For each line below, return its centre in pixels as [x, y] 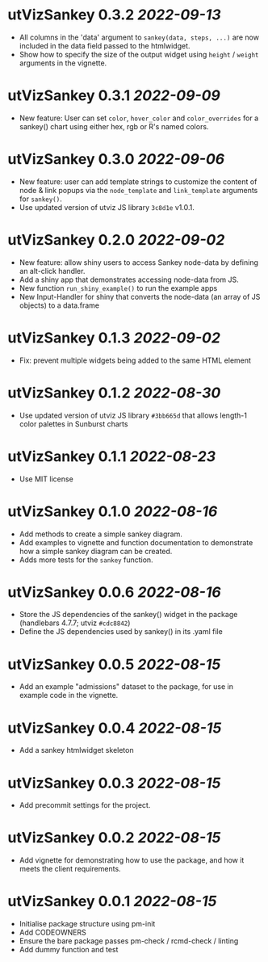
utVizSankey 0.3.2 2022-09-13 [114, 15]
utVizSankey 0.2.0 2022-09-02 [116, 240]
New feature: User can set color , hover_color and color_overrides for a [139, 118]
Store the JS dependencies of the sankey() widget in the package [128, 615]
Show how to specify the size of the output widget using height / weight [139, 54]
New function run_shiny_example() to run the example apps [118, 288]
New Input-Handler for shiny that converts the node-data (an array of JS [140, 296]
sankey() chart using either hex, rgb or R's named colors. [114, 126]
